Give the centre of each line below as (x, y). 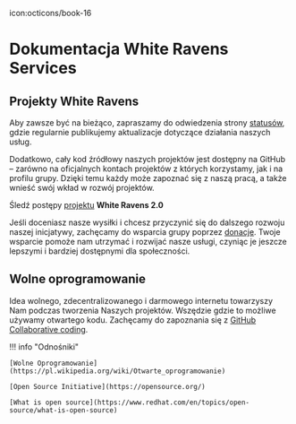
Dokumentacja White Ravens (119, 49)
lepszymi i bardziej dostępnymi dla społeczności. (100, 251)
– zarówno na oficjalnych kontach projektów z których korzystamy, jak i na (146, 169)
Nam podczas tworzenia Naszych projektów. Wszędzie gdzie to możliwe (143, 310)
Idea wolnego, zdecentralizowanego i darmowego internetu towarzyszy (141, 300)
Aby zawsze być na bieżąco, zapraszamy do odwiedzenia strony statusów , (147, 123)
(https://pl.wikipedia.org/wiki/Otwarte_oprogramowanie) (118, 371)
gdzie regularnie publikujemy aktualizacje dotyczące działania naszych (140, 132)
